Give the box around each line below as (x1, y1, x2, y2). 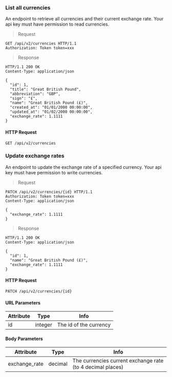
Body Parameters (5, 335, 44, 342)
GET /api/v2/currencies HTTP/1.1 (5, 41, 77, 46)
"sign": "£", (10, 96, 38, 101)
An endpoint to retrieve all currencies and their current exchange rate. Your (5, 16, 164, 22)
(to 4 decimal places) (72, 364, 124, 371)
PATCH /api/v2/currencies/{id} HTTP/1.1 (5, 189, 93, 194)
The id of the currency (57, 321, 111, 328)
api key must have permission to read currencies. (5, 21, 110, 27)
